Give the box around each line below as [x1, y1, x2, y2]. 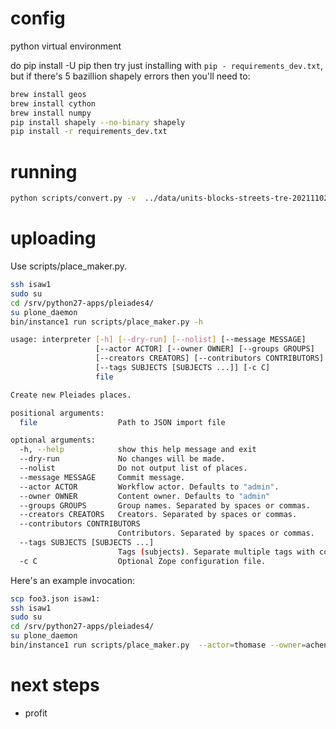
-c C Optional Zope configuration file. [19, 556, 267, 566]
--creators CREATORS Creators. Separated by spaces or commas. [19, 510, 298, 520]
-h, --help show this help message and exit [19, 445, 257, 455]
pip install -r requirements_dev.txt [10, 127, 168, 137]
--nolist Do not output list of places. [19, 463, 248, 474]
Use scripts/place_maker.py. [10, 260, 128, 272]
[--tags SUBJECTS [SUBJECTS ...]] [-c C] [95, 363, 271, 373]
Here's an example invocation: [10, 574, 135, 586]
